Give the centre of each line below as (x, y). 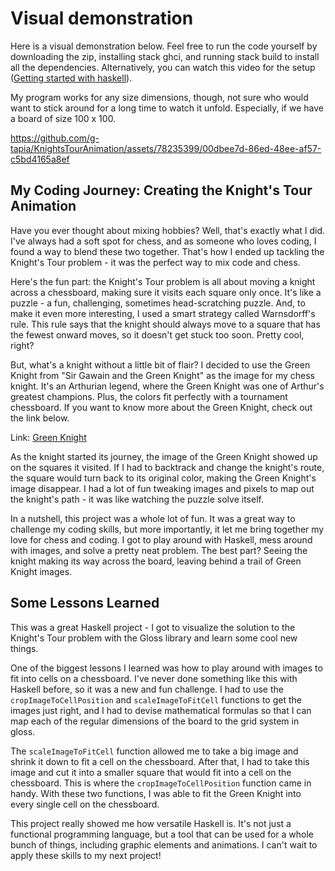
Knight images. (41, 571)
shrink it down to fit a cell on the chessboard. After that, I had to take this (160, 761)
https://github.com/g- (55, 138)
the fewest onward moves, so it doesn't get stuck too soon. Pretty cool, (157, 334)
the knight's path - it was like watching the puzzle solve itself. (137, 499)
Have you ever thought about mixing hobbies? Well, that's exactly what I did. (168, 230)
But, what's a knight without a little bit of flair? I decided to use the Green (160, 364)
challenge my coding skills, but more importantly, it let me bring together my (167, 529)
